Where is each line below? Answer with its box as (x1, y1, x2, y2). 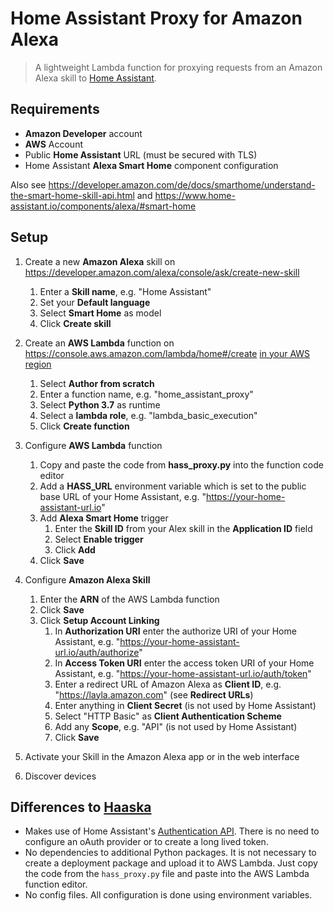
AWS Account (24, 138, 83, 150)
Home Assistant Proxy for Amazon (10, 7, 303, 30)
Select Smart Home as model (39, 307, 162, 319)
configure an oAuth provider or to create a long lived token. (24, 836, 269, 848)
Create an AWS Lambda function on (24, 337, 175, 349)
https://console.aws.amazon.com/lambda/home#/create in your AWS (24, 347, 311, 359)
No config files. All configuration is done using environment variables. (24, 889, 313, 901)
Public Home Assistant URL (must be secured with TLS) (24, 148, 258, 161)
